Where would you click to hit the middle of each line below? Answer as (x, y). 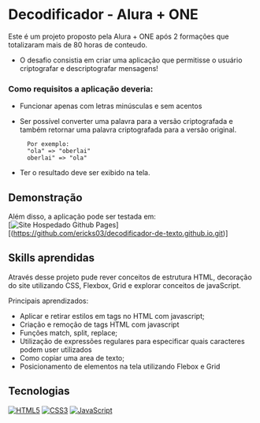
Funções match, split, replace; (69, 332)
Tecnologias (39, 391)
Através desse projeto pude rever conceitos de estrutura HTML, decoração (130, 277)
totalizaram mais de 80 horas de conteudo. (78, 44)
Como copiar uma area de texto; (72, 357)
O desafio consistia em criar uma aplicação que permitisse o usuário (131, 60)
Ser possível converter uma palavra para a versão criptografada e (126, 122)
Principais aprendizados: (48, 301)
